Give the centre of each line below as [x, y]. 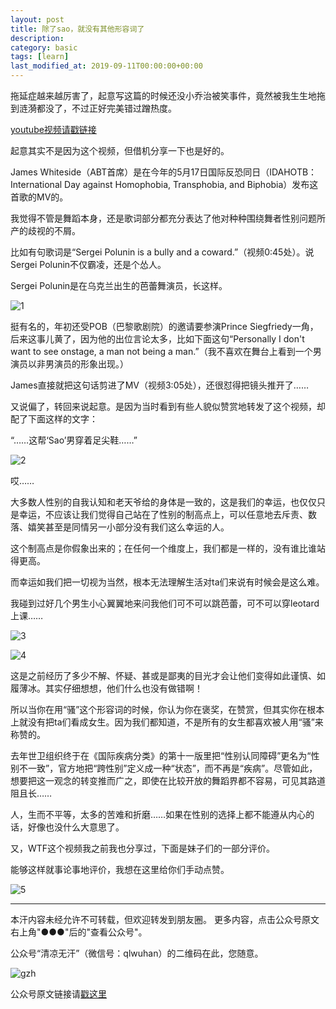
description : [37, 38]
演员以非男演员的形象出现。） [69, 364]
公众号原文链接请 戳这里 [58, 994]
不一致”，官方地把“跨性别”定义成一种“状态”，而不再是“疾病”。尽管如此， [168, 768]
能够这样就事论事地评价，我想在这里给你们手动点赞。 [120, 869]
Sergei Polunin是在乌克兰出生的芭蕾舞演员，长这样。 [119, 285]
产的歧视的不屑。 [45, 230]
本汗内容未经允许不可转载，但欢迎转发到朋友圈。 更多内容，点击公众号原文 [165, 919]
